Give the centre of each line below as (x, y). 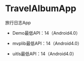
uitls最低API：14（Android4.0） (44, 54)
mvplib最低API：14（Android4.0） (47, 43)
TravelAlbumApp (41, 9)
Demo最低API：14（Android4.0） (46, 33)
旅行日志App (18, 22)
